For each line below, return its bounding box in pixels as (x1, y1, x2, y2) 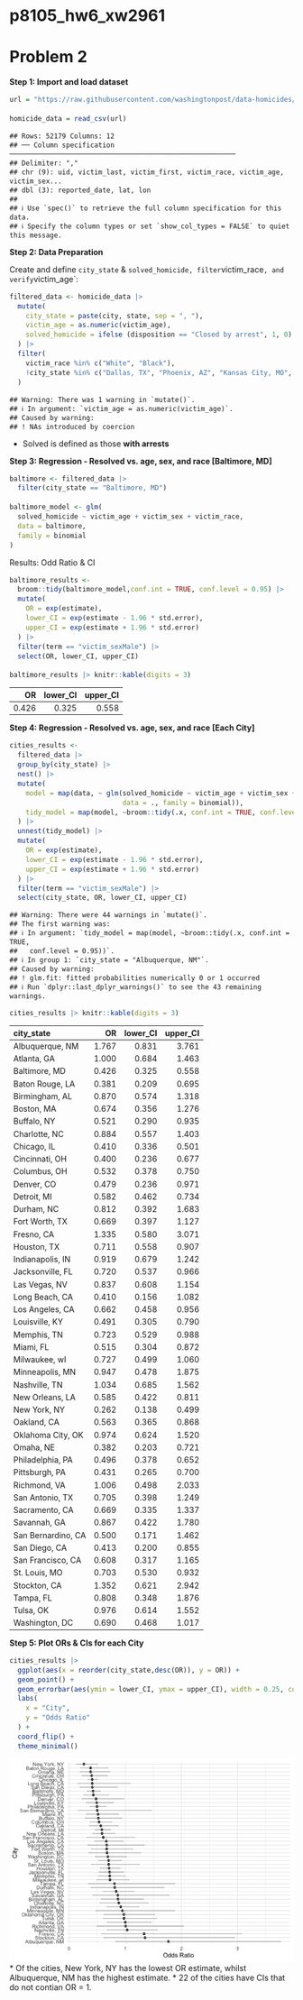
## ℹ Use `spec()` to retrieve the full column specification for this (9, 204, 282, 213)
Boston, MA (13, 1104, 57, 1115)
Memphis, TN (13, 1329, 63, 1340)
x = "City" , (25, 1703, 70, 1713)
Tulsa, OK (13, 1605, 50, 1616)
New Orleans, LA (13, 1391, 77, 1402)
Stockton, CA (13, 1580, 62, 1591)
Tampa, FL (13, 1592, 52, 1603)
